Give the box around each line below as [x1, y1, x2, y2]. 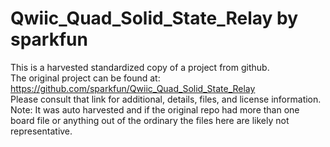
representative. [10, 125, 73, 137]
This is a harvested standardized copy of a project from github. [10, 61, 270, 73]
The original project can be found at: [10, 72, 161, 84]
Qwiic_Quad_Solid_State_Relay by [10, 7, 299, 30]
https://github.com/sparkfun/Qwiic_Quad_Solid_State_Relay [10, 82, 256, 94]
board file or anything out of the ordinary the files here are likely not [10, 114, 290, 126]
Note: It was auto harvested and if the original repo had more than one [10, 103, 300, 116]
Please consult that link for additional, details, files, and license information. [10, 93, 322, 105]
